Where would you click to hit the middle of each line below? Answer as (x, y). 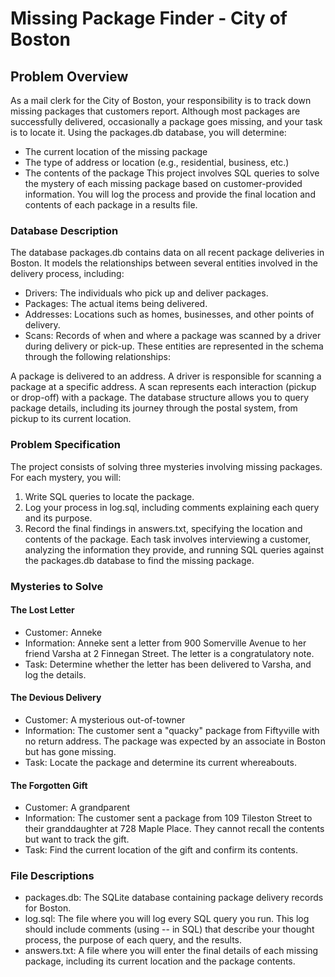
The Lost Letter (42, 610)
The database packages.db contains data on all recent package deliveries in (167, 253)
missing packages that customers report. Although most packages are (155, 111)
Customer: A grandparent (77, 808)
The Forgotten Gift (49, 785)
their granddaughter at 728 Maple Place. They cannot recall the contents (174, 829)
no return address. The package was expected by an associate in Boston (175, 741)
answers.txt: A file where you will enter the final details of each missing (171, 951)
